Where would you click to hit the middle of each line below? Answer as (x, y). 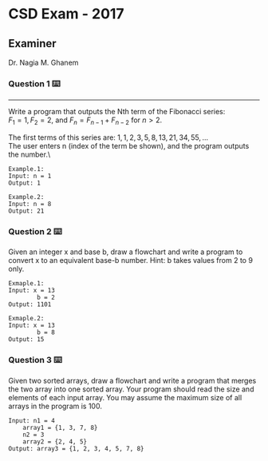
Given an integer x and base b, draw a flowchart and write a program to (126, 252)
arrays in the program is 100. (55, 406)
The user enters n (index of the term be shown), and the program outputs (129, 146)
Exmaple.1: (26, 284)
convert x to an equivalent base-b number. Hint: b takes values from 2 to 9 (131, 260)
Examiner (33, 44)
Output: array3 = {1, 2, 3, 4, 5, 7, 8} (77, 448)
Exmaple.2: (26, 319)
